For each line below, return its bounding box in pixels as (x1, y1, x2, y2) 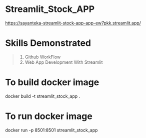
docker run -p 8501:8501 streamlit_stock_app (5, 127, 98, 133)
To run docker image (5, 111, 92, 122)
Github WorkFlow (24, 54, 61, 60)
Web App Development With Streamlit (24, 59, 103, 65)
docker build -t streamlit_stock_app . (5, 93, 80, 99)
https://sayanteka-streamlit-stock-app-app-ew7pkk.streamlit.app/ (5, 20, 141, 26)
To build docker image (5, 77, 99, 88)
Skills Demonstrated (5, 37, 91, 49)
